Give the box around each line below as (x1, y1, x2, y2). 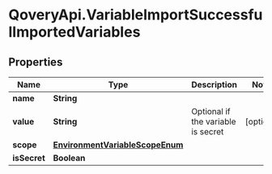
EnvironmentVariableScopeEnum (53, 139, 184, 151)
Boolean (53, 152, 86, 163)
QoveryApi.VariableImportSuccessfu (8, 6, 263, 24)
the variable (191, 116, 236, 127)
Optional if (191, 106, 231, 117)
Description (191, 79, 237, 90)
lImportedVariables (8, 23, 141, 41)
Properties (8, 55, 63, 69)
